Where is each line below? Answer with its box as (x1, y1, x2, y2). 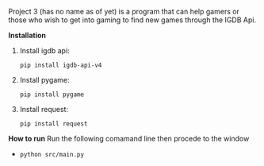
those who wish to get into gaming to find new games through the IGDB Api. (8, 15, 256, 25)
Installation (8, 31, 46, 40)
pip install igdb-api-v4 (19, 61, 102, 69)
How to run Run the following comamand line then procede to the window (8, 134, 250, 143)
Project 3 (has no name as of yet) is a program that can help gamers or (8, 7, 240, 16)
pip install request (19, 120, 88, 128)
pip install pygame (19, 91, 85, 98)
